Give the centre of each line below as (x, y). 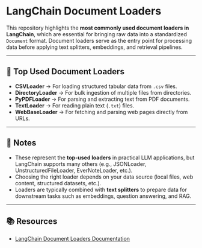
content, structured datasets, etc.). (58, 183)
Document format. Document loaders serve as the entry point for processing (99, 40)
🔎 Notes (21, 143)
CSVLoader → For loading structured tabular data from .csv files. (96, 86)
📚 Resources (32, 221)
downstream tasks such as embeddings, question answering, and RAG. (103, 196)
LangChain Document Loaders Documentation (72, 239)
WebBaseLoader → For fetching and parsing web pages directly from (101, 112)
